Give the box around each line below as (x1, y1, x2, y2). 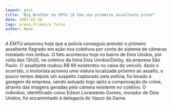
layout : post (5, 7, 33, 13)
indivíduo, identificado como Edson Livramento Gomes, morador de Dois (5, 90, 159, 96)
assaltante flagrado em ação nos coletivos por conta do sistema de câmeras (5, 46, 167, 52)
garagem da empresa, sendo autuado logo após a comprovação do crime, (5, 79, 163, 85)
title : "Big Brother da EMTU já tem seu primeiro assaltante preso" (5, 12, 155, 17)
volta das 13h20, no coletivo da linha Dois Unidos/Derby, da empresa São (5, 57, 161, 63)
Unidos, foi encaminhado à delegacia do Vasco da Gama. (5, 95, 127, 101)
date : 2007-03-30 (5, 17, 43, 22)
